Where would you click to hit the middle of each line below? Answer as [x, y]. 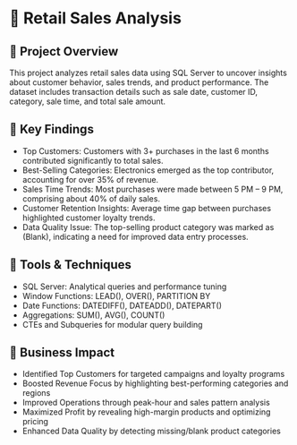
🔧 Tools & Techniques [71, 265]
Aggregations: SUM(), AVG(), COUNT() [93, 315]
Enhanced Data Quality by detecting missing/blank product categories [152, 431]
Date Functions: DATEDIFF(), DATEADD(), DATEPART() [122, 305]
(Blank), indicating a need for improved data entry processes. [135, 236]
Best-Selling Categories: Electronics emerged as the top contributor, [148, 170]
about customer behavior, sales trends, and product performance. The [139, 82]
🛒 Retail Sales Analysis [95, 18]
